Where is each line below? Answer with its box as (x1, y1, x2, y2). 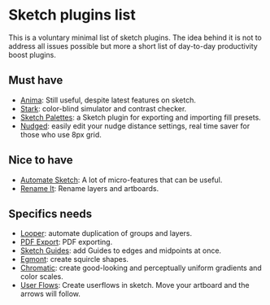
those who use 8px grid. (20, 129, 102, 139)
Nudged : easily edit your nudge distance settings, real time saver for (20, 120, 250, 131)
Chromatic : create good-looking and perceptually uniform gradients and (20, 263, 262, 273)
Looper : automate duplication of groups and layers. (20, 229, 193, 238)
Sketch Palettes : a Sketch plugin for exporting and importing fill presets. (20, 112, 262, 122)
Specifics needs (8, 207, 92, 220)
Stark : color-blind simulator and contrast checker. (20, 103, 187, 113)
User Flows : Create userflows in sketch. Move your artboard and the (20, 281, 250, 290)
